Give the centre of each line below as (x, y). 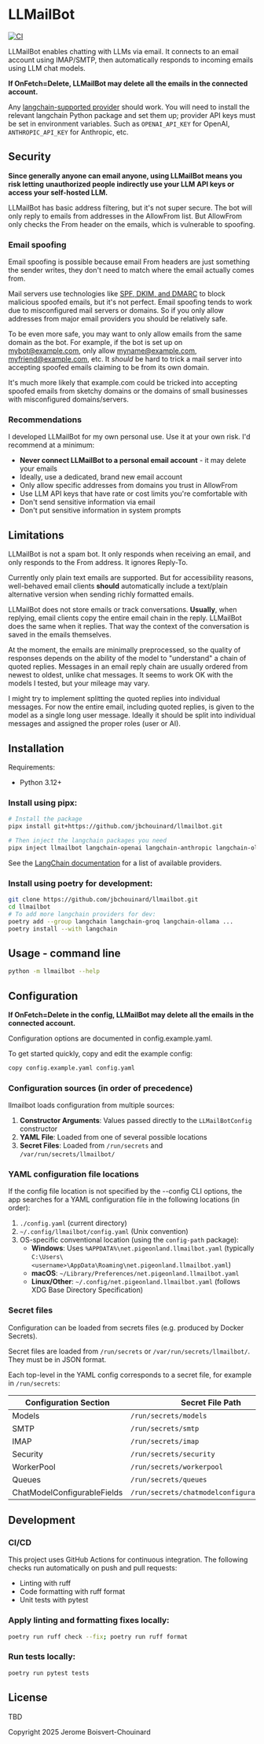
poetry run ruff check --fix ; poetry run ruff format (98, 1636)
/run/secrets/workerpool (177, 1467)
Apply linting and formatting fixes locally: (89, 1621)
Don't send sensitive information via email (87, 502)
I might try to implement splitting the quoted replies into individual (114, 699)
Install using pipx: (43, 802)
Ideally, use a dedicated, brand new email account (101, 477)
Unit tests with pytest (54, 1600)
